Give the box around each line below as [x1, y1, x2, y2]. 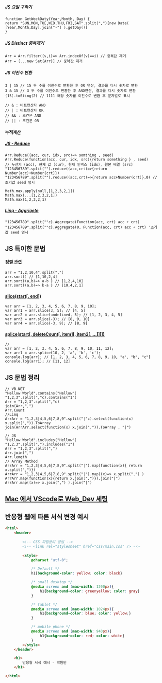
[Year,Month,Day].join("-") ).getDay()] [5, 25, 88, 30]
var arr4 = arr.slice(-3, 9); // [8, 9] [5, 321, 88, 326]
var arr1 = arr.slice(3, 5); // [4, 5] [5, 308, 86, 313]
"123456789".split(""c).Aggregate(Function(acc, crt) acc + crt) [5, 220, 140, 225]
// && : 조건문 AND [5, 113, 41, 118]
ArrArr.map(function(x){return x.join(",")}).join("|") [5, 476, 120, 481]
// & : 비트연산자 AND [5, 103, 46, 108]
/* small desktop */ [31, 580, 73, 585]
